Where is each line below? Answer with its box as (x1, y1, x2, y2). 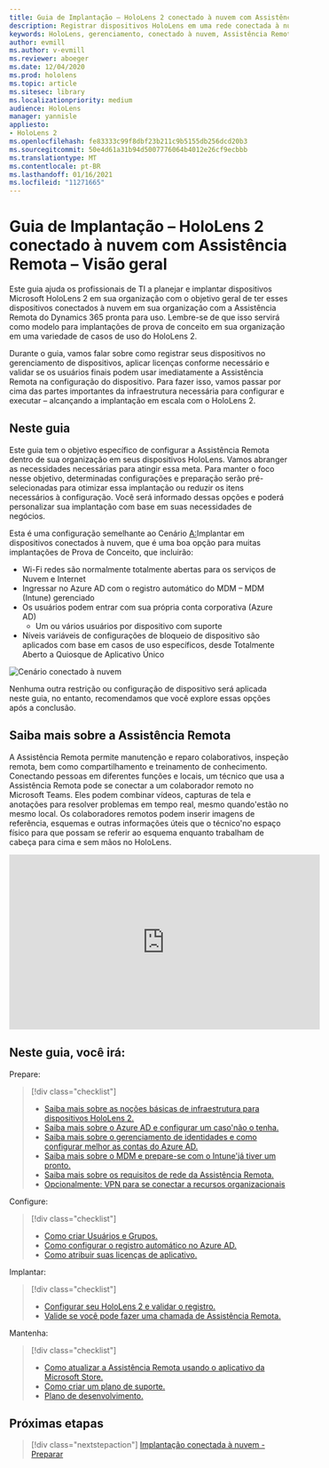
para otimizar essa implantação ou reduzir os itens (59, 482, 244, 493)
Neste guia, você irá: (9, 1045, 126, 1060)
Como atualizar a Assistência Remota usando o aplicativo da (43, 1361, 265, 1373)
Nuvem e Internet (21, 573, 86, 584)
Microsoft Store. (43, 1371, 104, 1382)
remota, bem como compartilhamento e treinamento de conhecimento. (9, 761, 268, 771)
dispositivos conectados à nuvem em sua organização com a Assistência (9, 303, 277, 314)
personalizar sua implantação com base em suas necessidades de (9, 501, 253, 512)
